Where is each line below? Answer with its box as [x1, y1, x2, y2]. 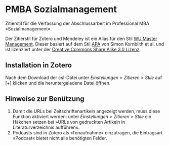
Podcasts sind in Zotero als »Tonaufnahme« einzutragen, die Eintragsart [12, 129, 163, 135]
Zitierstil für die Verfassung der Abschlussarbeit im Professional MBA [5, 20, 149, 26]
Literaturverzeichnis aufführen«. [12, 124, 80, 130]
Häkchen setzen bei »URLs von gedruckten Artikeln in [12, 119, 125, 125]
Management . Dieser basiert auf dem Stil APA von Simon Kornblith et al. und [5, 41, 164, 47]
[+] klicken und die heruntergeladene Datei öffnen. [5, 80, 111, 86]
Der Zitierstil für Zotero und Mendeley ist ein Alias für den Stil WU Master [5, 35, 158, 42]
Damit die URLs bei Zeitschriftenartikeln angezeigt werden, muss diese [12, 108, 160, 114]
